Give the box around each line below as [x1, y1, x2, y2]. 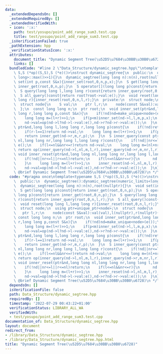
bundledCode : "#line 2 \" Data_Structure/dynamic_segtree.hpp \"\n [9, 66, 145, 71]
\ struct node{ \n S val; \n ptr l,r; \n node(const [14, 102, 138, 107]
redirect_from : [5, 328, 36, 333]
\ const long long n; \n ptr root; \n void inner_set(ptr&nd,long [14, 215, 151, 220]
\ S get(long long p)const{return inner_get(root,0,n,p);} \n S [14, 188, 149, 193]
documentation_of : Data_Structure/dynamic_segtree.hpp [5, 319, 118, 324]
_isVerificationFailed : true [9, 39, 68, 44]
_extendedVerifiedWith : [9, 20, 57, 26]
